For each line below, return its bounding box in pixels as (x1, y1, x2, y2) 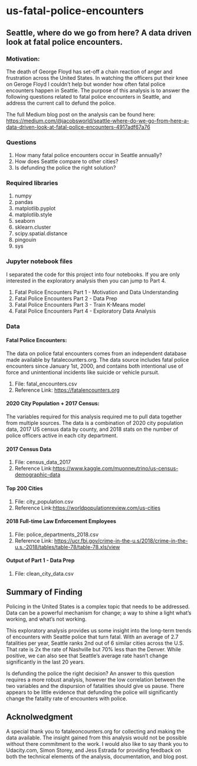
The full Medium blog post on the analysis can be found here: (6, 111, 156, 118)
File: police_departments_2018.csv (14, 531, 99, 538)
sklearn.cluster (14, 223, 51, 231)
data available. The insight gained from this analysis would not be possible (6, 734, 187, 741)
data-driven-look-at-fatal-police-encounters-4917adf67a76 (6, 123, 150, 131)
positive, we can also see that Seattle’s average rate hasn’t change (6, 652, 168, 659)
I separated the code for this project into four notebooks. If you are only (6, 271, 180, 278)
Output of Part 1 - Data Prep (6, 557, 75, 564)
